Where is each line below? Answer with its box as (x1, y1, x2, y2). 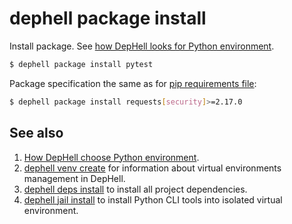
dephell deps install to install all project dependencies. (23, 183, 248, 195)
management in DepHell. (23, 172, 126, 184)
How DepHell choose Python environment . (23, 151, 200, 163)
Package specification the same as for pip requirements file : (9, 77, 257, 89)
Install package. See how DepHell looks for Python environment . (9, 40, 275, 52)
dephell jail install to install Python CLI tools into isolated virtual (23, 193, 283, 206)
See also (9, 125, 64, 142)
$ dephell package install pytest (9, 59, 154, 69)
